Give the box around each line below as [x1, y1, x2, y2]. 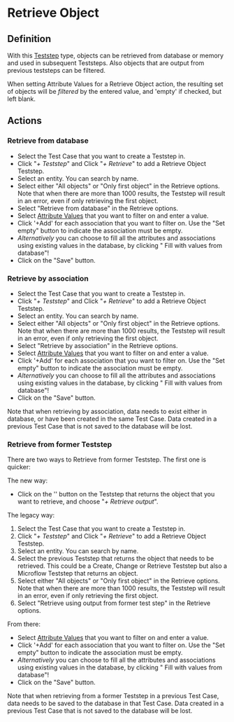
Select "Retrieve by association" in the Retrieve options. [17, 341, 178, 349]
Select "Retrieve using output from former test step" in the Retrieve [17, 599, 211, 607]
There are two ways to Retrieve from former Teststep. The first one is [7, 455, 207, 464]
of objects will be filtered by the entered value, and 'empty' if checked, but [7, 88, 222, 95]
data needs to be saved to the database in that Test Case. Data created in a [7, 699, 224, 708]
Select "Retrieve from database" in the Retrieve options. [17, 204, 179, 212]
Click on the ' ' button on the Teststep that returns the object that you [17, 490, 215, 499]
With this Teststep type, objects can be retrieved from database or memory [7, 51, 224, 60]
